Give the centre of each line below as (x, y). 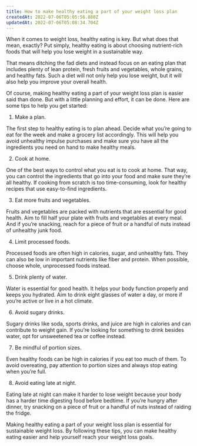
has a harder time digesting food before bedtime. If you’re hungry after (92, 401)
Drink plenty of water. (41, 277)
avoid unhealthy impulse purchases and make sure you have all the (87, 141)
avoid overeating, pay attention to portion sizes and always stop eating (92, 365)
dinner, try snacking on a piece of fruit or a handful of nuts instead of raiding (99, 407)
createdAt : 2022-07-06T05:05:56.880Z (52, 17)
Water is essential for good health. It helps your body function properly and (97, 288)
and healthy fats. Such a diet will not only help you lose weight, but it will (94, 76)
